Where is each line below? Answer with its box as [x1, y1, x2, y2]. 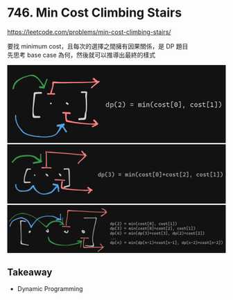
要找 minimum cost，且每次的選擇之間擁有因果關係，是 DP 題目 [7, 42, 189, 50]
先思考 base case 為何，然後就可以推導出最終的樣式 [7, 51, 156, 59]
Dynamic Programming [17, 285, 83, 293]
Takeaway [7, 266, 53, 278]
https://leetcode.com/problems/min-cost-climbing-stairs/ [7, 28, 171, 36]
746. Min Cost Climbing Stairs [7, 5, 182, 21]
